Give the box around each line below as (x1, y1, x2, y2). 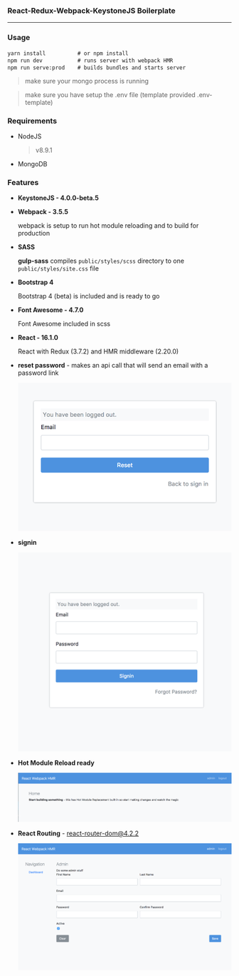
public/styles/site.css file (17, 264, 100, 273)
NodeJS (17, 131, 42, 141)
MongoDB (17, 159, 48, 168)
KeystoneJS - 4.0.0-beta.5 (17, 193, 100, 202)
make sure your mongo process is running (24, 76, 149, 85)
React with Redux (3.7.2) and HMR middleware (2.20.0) (17, 347, 179, 356)
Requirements (7, 116, 58, 126)
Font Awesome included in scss (17, 320, 111, 328)
